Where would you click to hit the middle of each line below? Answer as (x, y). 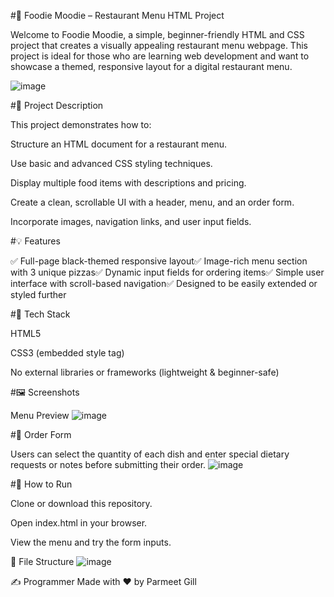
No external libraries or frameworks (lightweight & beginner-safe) (145, 372)
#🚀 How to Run (41, 484)
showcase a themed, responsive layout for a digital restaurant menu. (151, 66)
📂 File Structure (42, 561)
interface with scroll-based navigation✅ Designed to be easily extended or (164, 283)
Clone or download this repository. (81, 503)
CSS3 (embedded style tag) (67, 353)
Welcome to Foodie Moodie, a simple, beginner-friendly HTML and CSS (157, 34)
